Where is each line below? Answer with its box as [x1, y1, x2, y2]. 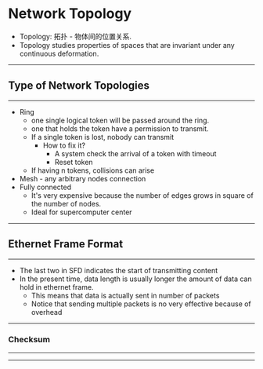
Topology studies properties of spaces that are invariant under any [19, 40, 235, 49]
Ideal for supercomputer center [31, 207, 132, 217]
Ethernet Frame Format [8, 237, 124, 251]
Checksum [8, 334, 51, 345]
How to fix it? [42, 141, 86, 150]
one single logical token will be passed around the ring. [31, 115, 210, 125]
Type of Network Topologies [8, 79, 150, 93]
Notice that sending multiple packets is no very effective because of [31, 299, 252, 309]
